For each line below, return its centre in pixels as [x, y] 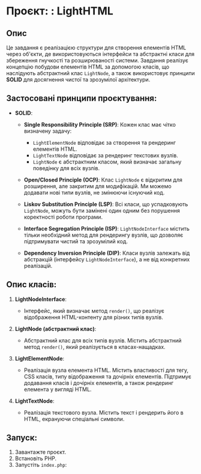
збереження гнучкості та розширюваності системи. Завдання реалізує [97, 60]
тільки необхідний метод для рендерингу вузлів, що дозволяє [103, 235]
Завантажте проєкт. [40, 452]
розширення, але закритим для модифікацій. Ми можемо [98, 186]
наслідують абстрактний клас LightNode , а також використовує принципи [100, 73]
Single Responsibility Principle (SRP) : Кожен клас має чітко [100, 124]
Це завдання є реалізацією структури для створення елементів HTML [96, 47]
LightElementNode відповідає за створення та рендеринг [104, 142]
